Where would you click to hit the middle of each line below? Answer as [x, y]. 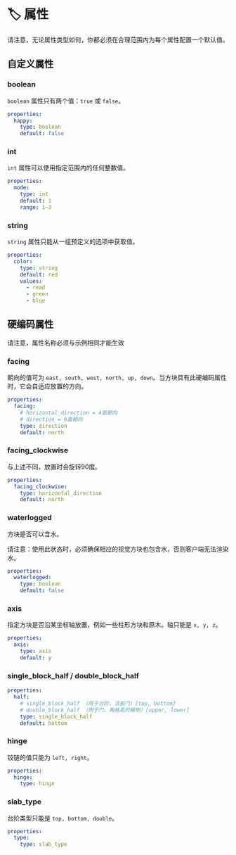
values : [31, 281]
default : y [36, 658]
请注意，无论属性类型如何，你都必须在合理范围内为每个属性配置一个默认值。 [118, 39]
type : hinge [37, 784]
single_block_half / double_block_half [73, 676]
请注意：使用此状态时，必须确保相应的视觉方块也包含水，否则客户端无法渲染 [118, 549]
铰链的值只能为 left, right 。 [50, 757]
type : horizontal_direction [61, 493]
